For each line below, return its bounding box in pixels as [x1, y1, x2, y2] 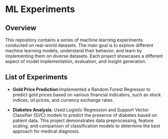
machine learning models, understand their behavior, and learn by [5, 48, 142, 53]
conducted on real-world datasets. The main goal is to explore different [5, 42, 154, 48]
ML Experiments [5, 4, 75, 15]
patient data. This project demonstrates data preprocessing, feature [12, 117, 154, 123]
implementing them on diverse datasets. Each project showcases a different [5, 53, 163, 59]
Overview [5, 24, 37, 32]
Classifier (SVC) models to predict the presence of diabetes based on [12, 112, 157, 118]
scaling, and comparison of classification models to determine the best [12, 122, 160, 129]
